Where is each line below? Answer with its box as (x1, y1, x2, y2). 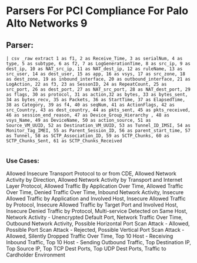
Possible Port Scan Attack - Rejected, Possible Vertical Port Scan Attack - (6, 227, 185, 234)
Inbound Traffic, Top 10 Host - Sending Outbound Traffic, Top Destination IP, (6, 239, 191, 246)
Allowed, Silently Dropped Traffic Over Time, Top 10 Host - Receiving (6, 232, 173, 239)
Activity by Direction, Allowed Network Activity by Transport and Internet (6, 177, 183, 184)
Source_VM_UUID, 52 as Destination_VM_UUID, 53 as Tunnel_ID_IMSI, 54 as (6, 122, 191, 128)
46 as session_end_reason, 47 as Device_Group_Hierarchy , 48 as (6, 112, 169, 118)
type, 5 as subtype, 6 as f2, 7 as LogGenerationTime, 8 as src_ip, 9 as (6, 61, 191, 66)
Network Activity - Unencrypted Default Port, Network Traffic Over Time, (6, 214, 183, 221)
